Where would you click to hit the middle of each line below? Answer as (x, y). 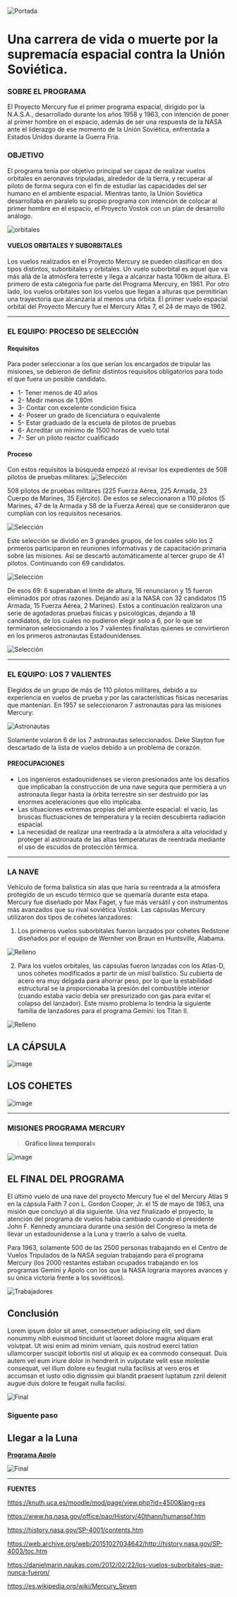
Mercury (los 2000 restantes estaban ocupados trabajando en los (103, 1263)
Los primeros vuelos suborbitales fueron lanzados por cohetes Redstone (123, 931)
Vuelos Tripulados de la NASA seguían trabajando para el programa (105, 1255)
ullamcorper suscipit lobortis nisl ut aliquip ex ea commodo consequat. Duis (117, 1353)
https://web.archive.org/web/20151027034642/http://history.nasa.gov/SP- (115, 1544)
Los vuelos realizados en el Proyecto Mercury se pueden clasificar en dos (115, 261)
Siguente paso (33, 1415)
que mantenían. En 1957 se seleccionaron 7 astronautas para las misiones (115, 705)
